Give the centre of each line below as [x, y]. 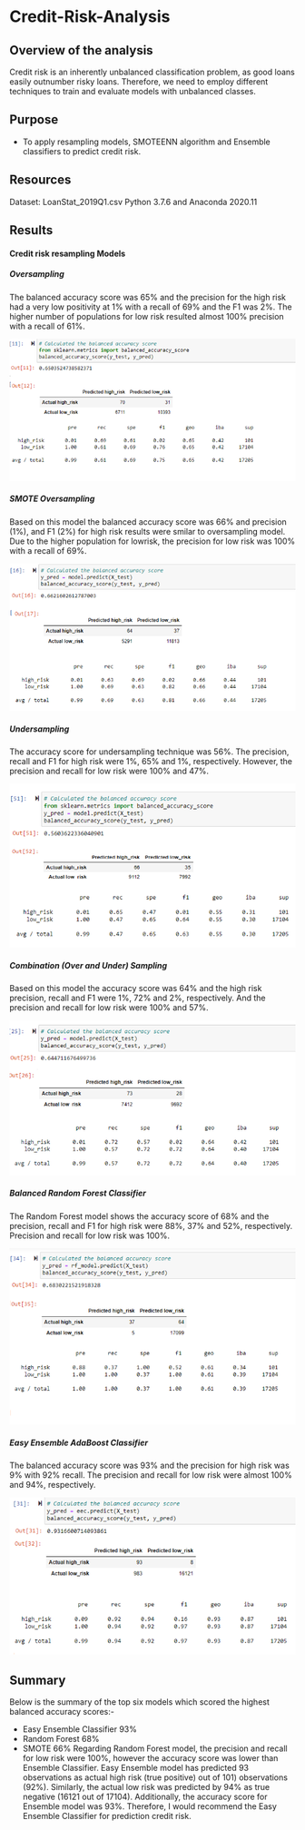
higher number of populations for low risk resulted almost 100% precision [147, 316]
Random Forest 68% [61, 1739]
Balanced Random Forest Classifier [78, 1193]
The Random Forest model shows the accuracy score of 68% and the [139, 1216]
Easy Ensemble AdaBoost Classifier [79, 1442]
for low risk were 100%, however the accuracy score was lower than [150, 1758]
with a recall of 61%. [48, 326]
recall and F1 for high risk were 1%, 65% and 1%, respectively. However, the [151, 762]
